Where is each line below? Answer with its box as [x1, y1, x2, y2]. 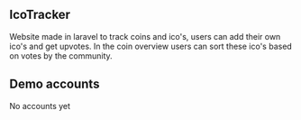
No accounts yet [9, 100, 70, 111]
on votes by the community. [9, 50, 113, 61]
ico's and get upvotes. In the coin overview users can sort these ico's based [9, 41, 293, 51]
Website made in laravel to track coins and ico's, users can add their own [9, 31, 281, 42]
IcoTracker [9, 7, 70, 23]
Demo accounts [9, 77, 100, 92]
